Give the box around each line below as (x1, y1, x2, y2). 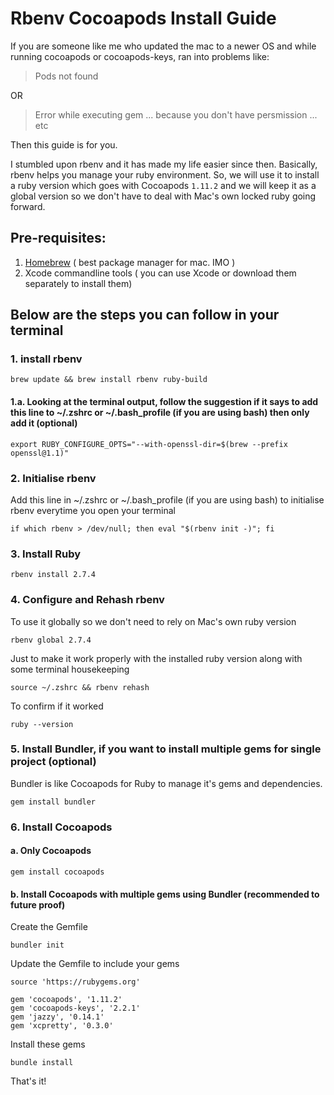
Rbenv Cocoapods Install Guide (10, 7, 277, 30)
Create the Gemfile (10, 921, 88, 933)
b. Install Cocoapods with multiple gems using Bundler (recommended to (10, 888, 320, 900)
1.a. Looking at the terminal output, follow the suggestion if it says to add (10, 396, 319, 408)
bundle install (10, 1058, 74, 1068)
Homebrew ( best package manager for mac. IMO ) (24, 256, 236, 268)
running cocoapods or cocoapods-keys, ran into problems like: (10, 50, 270, 62)
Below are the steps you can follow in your (10, 307, 280, 324)
